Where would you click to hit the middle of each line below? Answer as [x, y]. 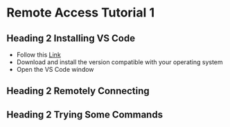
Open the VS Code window [55, 69]
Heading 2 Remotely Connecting [78, 91]
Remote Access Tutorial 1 [81, 13]
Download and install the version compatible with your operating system [120, 62]
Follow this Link [39, 55]
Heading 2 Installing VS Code [71, 38]
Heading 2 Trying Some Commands [85, 114]
